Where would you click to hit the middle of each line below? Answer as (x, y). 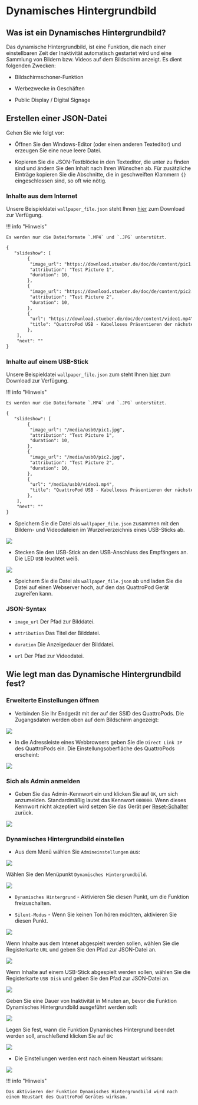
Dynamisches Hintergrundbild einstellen (65, 839)
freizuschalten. (33, 903)
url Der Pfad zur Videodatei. (49, 656)
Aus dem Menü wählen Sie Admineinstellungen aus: (77, 852)
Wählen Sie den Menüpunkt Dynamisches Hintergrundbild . (77, 874)
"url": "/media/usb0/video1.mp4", (72, 485)
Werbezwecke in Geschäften (49, 89)
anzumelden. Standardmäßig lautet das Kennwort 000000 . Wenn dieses (100, 800)
